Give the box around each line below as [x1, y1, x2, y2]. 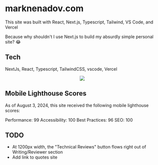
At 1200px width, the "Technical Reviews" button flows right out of [12, 144, 146, 150]
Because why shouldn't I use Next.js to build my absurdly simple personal [5, 34, 154, 40]
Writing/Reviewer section [12, 149, 63, 155]
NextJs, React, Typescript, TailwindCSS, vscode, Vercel [5, 66, 117, 72]
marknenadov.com [5, 3, 84, 14]
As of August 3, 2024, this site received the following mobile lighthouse [5, 102, 149, 108]
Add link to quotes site [12, 154, 58, 160]
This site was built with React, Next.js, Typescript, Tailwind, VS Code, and [5, 19, 154, 25]
